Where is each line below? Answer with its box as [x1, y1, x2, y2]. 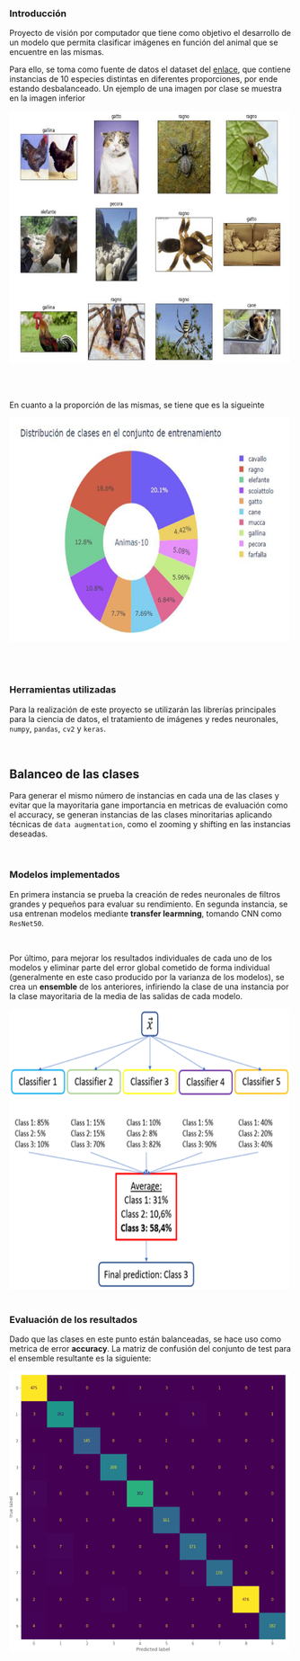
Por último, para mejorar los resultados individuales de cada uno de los [9, 952, 272, 963]
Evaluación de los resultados [9, 1313, 137, 1326]
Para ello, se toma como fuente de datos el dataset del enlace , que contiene [9, 64, 291, 75]
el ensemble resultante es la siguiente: [9, 1353, 152, 1363]
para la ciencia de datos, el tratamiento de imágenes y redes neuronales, [9, 713, 278, 724]
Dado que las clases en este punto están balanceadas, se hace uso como [9, 1334, 281, 1344]
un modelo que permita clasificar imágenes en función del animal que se [9, 37, 278, 48]
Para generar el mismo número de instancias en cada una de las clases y [9, 790, 280, 801]
